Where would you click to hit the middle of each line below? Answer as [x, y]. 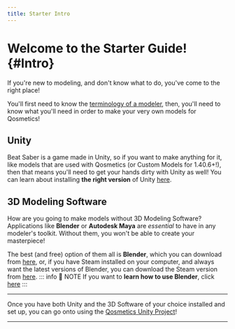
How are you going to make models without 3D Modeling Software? [105, 218]
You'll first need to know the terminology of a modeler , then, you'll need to [114, 104]
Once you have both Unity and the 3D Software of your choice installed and [116, 304]
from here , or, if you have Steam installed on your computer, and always [111, 262]
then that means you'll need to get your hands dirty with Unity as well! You [114, 172]
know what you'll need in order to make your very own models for [102, 111]
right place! [24, 90]
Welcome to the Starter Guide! [97, 48]
